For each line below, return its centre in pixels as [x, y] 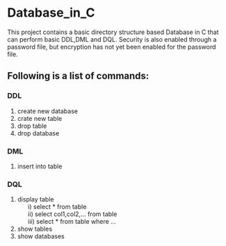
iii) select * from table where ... [72, 222]
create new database [48, 111]
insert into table [40, 166]
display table [35, 199]
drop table [32, 126]
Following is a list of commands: [78, 76]
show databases [41, 236]
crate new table [40, 118]
